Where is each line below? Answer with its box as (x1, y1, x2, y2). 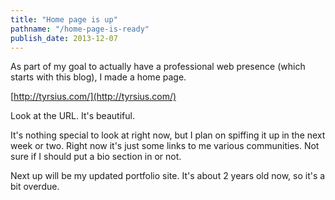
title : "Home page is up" (10, 14, 118, 25)
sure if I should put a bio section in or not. (10, 151, 182, 163)
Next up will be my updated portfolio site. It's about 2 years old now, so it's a (10, 170, 326, 182)
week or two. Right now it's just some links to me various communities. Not (10, 140, 320, 152)
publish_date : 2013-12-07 (10, 33, 118, 43)
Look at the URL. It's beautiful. (10, 110, 135, 122)
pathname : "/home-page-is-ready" (10, 24, 150, 34)
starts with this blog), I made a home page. (10, 71, 187, 83)
